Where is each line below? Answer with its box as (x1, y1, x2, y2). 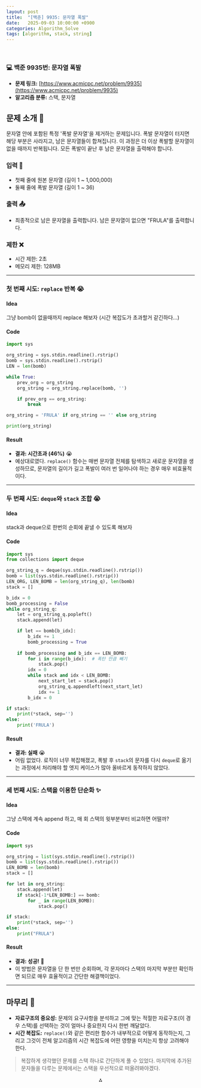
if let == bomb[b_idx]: (17, 628, 77, 634)
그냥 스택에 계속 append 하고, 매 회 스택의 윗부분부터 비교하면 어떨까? (6, 815, 169, 822)
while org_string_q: (6, 606, 58, 612)
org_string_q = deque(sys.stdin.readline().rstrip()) (6, 568, 144, 574)
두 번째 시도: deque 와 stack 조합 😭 (6, 495, 100, 503)
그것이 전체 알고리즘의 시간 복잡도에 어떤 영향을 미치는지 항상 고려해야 (26, 1037, 190, 1044)
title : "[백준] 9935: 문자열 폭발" (6, 14, 89, 20)
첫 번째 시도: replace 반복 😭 (6, 285, 84, 293)
